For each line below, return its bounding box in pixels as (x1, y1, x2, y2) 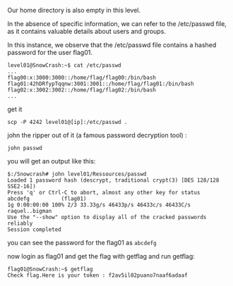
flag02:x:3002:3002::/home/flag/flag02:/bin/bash (7, 87, 157, 94)
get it (7, 105, 23, 113)
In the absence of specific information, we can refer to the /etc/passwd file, (7, 20, 227, 27)
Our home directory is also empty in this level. (7, 6, 141, 14)
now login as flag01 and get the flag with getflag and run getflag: (7, 252, 196, 260)
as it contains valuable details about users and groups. (7, 27, 166, 35)
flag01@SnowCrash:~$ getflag (7, 266, 93, 273)
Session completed (7, 226, 61, 233)
